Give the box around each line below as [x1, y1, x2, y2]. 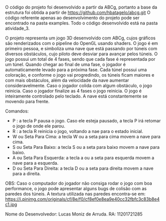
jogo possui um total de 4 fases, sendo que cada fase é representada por [5, 56, 156, 62]
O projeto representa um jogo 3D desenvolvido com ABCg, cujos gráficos [5, 35, 156, 41]
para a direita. [12, 171, 41, 176]
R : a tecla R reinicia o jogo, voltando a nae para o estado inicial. [12, 128, 143, 134]
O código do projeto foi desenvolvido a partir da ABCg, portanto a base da [5, 4, 158, 10]
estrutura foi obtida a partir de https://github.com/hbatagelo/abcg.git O [5, 9, 151, 15]
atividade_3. [5, 25, 30, 31]
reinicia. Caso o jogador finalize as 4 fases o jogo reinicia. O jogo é [5, 88, 142, 94]
